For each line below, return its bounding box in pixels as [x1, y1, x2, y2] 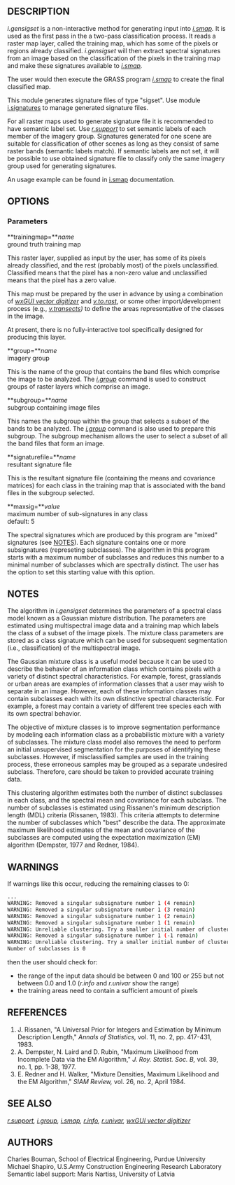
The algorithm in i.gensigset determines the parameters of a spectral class [7, 607, 222, 615]
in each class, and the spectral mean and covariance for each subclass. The [7, 796, 227, 805]
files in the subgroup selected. [7, 488, 95, 497]
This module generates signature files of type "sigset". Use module [7, 96, 201, 104]
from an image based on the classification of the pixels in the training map [7, 54, 221, 62]
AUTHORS [7, 1137, 54, 1149]
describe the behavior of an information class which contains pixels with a [7, 665, 221, 673]
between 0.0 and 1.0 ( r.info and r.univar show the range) [17, 979, 180, 987]
